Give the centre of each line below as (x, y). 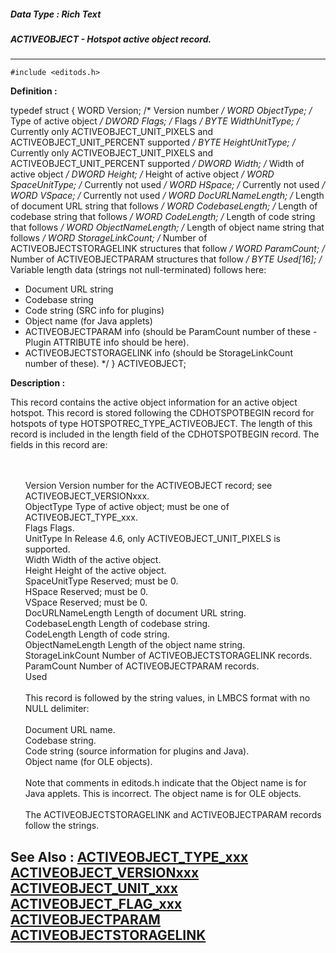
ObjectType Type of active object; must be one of (127, 507)
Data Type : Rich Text (56, 14)
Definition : (34, 91)
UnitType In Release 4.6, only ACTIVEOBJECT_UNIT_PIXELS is (152, 539)
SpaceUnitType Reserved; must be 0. (101, 581)
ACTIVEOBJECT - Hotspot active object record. (111, 39)
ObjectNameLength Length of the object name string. (135, 645)
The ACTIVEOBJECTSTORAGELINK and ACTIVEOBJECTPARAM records (173, 815)
